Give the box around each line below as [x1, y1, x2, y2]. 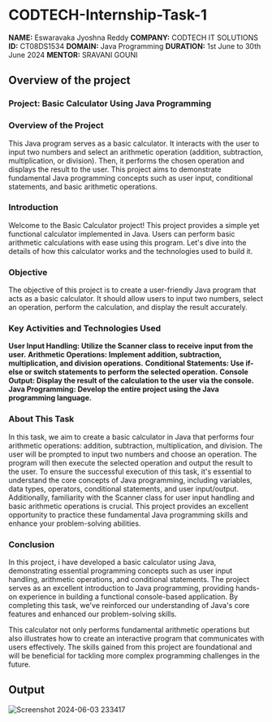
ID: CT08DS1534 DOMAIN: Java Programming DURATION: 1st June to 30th [8, 41, 261, 50]
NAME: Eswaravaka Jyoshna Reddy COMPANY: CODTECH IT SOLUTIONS [8, 33, 258, 42]
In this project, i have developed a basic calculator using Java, [8, 558, 217, 567]
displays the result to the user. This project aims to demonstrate [8, 164, 222, 174]
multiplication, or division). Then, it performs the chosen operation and [8, 155, 245, 165]
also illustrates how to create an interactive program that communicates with [8, 633, 265, 644]
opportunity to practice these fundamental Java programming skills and [8, 510, 248, 519]
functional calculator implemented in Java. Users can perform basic [8, 229, 235, 238]
